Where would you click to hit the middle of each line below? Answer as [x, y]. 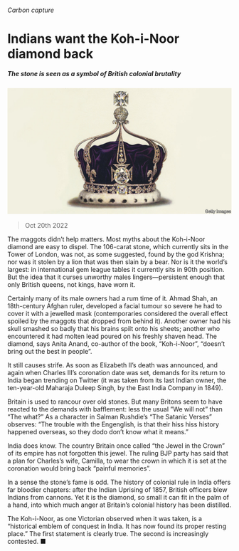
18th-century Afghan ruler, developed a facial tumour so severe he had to [115, 306]
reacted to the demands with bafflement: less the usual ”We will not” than [115, 409]
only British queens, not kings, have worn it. [71, 285]
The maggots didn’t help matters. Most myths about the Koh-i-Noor [106, 239]
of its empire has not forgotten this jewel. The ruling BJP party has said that [118, 453]
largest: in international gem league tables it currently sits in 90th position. [116, 270]
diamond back [51, 54]
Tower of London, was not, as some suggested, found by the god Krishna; [116, 254]
